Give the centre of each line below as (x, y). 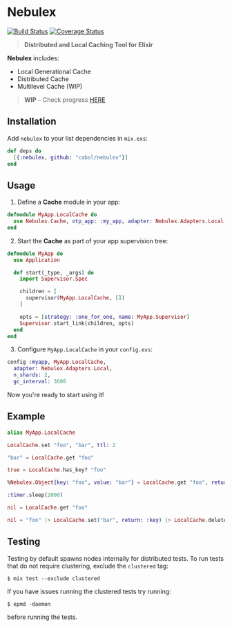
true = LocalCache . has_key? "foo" (57, 470)
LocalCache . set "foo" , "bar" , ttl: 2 (61, 445)
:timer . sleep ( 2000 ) (35, 495)
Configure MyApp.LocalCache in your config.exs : (85, 349)
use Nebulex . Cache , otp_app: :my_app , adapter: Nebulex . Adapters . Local (119, 221)
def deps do (24, 151)
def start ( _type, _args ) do (54, 272)
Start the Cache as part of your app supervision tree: (93, 241)
